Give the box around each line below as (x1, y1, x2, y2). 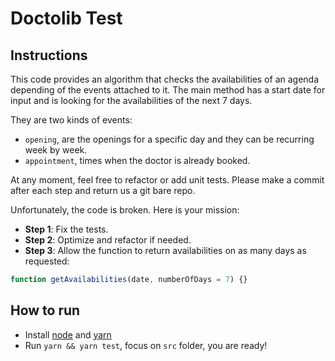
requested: (24, 255, 70, 267)
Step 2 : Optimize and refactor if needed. (24, 234, 192, 246)
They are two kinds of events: (10, 114, 133, 126)
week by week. (24, 144, 88, 156)
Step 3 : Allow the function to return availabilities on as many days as (24, 245, 307, 256)
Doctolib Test (10, 7, 123, 30)
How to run (10, 302, 81, 319)
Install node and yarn (24, 328, 112, 341)
